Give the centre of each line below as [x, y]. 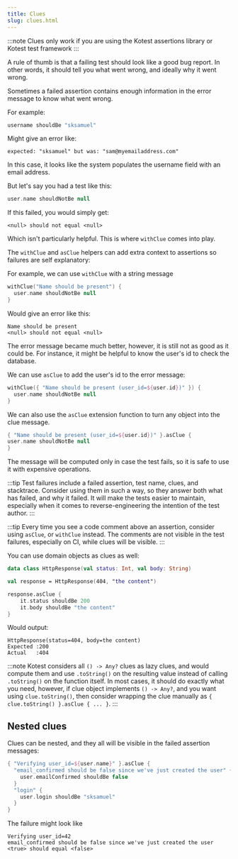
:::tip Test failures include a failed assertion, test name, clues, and [103, 483]
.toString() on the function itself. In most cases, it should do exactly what [116, 681]
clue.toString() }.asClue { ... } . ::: [63, 704]
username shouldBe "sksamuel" [52, 125]
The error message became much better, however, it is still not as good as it [118, 345]
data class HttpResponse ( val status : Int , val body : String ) [100, 569]
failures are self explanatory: [49, 260]
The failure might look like [45, 824]
